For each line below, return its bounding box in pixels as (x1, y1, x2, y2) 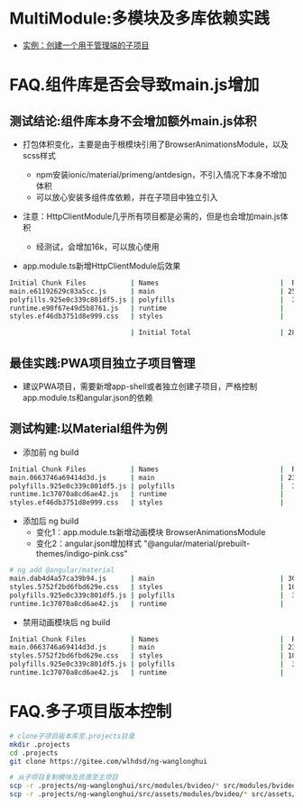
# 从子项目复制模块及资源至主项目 (9, 773, 119, 782)
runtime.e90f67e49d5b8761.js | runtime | (9, 304, 284, 313)
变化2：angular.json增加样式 (35, 538, 142, 549)
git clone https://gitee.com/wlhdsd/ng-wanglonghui (9, 757, 207, 766)
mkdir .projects (9, 740, 70, 749)
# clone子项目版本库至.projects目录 (9, 731, 135, 740)
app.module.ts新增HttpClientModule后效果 (22, 260, 181, 271)
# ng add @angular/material (9, 566, 115, 575)
